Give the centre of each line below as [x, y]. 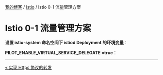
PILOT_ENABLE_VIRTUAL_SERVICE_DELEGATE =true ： [61, 52]
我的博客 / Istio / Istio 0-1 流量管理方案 [43, 7]
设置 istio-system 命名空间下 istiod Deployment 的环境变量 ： [67, 42]
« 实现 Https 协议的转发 [28, 67]
